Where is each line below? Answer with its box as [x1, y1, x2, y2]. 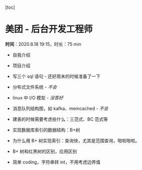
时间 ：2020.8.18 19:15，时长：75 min [5, 41, 81, 47]
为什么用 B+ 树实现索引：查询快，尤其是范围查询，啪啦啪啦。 [12, 137, 140, 143]
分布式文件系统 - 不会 [12, 84, 57, 90]
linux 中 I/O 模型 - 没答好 [12, 94, 64, 100]
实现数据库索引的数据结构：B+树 [12, 127, 80, 133]
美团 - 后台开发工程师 [5, 24, 93, 35]
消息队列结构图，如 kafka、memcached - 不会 [12, 105, 109, 111]
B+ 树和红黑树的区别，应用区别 [12, 148, 77, 154]
